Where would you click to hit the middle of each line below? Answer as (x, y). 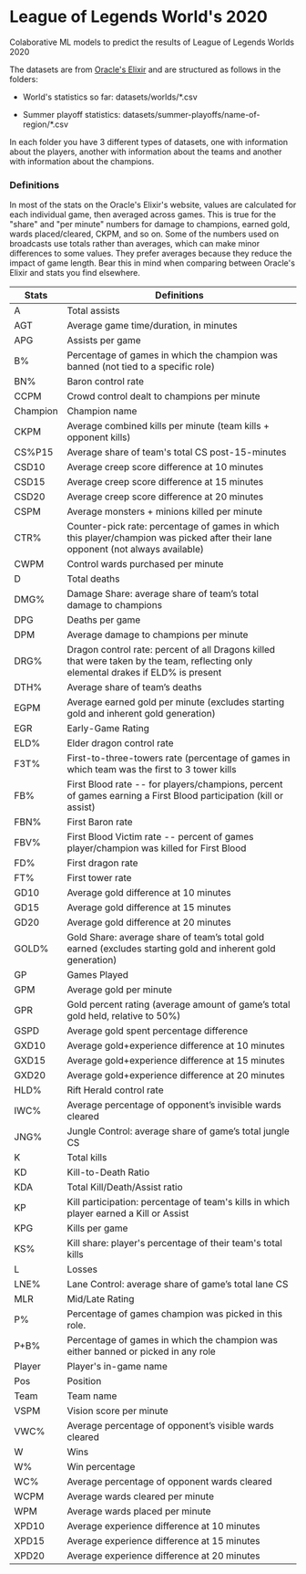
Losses (82, 1269)
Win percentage (101, 1467)
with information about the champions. (82, 161)
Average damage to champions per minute (158, 635)
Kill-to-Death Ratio (108, 1172)
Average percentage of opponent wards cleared (169, 1482)
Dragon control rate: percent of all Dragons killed (171, 650)
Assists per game (104, 341)
